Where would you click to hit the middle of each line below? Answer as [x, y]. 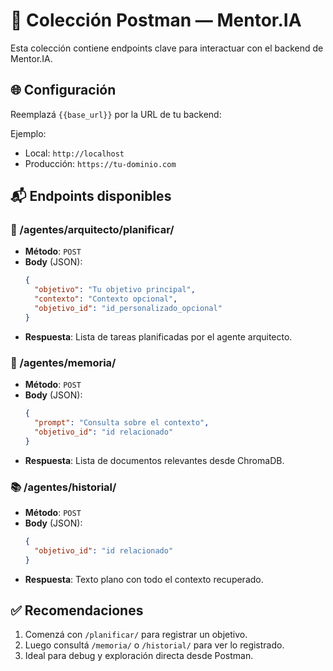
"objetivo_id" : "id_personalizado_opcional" [128, 309]
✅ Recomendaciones [77, 610]
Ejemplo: [28, 133]
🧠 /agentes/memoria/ [63, 362]
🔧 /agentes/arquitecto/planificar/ [92, 230]
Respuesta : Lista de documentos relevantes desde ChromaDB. [154, 460]
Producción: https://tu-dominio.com [100, 163]
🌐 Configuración [63, 90]
